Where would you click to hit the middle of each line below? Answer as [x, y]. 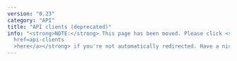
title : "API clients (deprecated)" [60, 27]
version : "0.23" [31, 14]
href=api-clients [39, 40]
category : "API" [31, 20]
